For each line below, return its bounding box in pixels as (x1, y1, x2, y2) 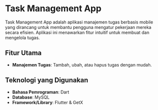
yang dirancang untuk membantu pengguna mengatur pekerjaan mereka (5, 24, 152, 30)
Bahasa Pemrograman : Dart (12, 89, 69, 95)
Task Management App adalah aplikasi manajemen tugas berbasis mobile (5, 19, 153, 25)
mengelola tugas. (5, 35, 40, 41)
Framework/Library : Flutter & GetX (12, 99, 83, 105)
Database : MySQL (12, 94, 50, 100)
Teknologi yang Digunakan (5, 76, 89, 85)
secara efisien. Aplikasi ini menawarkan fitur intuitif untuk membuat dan (5, 29, 150, 35)
